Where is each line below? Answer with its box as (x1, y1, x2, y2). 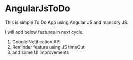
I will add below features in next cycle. (5, 29, 84, 35)
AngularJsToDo (5, 3, 71, 14)
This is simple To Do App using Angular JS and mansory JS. (5, 19, 129, 25)
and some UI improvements (12, 49, 69, 55)
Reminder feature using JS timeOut (12, 44, 85, 50)
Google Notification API (12, 38, 61, 45)
